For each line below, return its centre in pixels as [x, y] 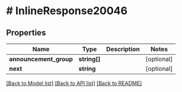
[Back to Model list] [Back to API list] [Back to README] [74, 83]
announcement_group [41, 59]
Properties [26, 33]
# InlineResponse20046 [67, 11]
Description [123, 49]
